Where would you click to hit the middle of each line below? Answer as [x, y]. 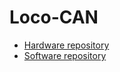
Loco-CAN [54, 17]
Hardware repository [66, 45]
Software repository [65, 55]
